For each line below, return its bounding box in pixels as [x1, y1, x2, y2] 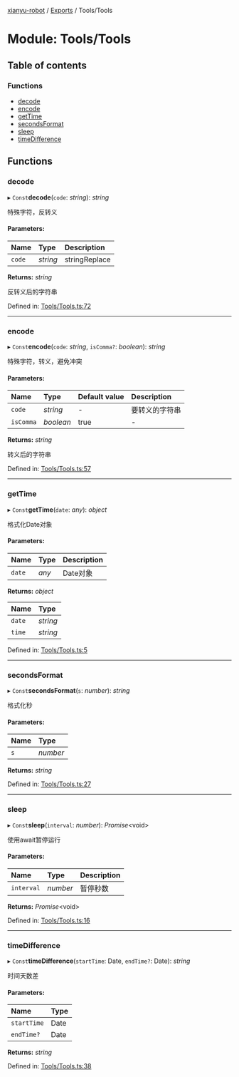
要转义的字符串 [131, 406, 181, 416]
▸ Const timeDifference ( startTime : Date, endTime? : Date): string [7, 957, 191, 965]
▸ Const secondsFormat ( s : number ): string [7, 686, 130, 695]
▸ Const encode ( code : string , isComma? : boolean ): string [7, 342, 166, 351]
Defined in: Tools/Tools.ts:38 [7, 1062, 92, 1071]
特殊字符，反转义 [7, 207, 58, 216]
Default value [78, 392, 124, 402]
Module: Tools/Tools [7, 31, 132, 47]
